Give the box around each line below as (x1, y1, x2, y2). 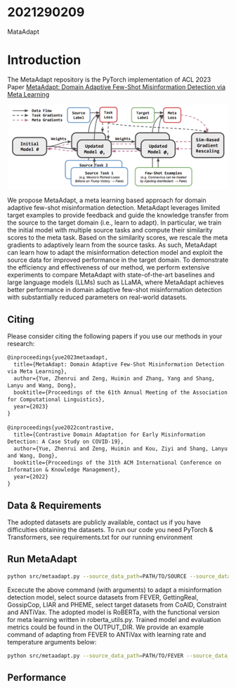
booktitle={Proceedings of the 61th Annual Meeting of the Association (13, 389, 228, 397)
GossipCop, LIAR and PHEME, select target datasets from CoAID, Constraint (7, 600, 227, 609)
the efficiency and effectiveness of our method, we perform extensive (7, 263, 210, 272)
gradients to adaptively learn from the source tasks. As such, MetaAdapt (7, 241, 218, 249)
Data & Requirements (7, 499, 102, 511)
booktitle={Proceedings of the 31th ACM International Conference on (13, 459, 221, 467)
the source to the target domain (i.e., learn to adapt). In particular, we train (7, 218, 222, 227)
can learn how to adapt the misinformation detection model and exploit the (7, 249, 223, 257)
